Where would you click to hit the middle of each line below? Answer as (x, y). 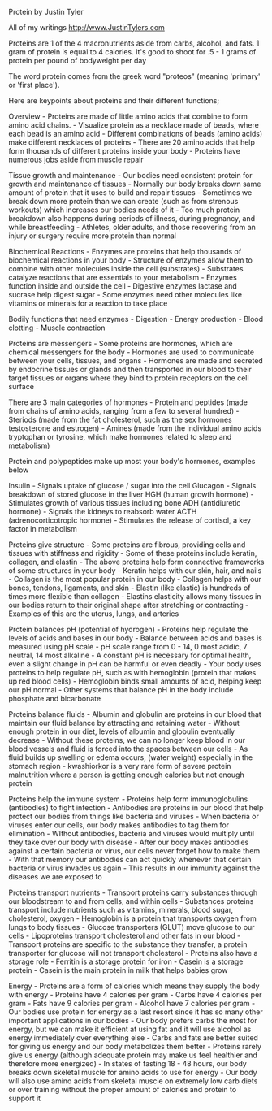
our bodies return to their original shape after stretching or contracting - (129, 605)
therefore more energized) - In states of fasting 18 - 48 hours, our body (128, 1063)
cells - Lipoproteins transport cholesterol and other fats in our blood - (125, 935)
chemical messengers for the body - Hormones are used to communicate (131, 352)
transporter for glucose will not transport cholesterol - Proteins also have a (133, 953)
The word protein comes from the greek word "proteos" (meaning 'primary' (135, 76)
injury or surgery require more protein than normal (93, 236)
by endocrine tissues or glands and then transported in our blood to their (130, 369)
